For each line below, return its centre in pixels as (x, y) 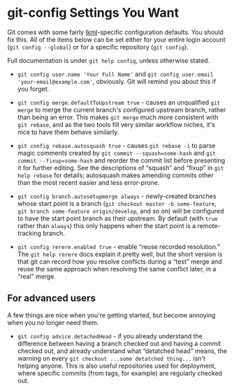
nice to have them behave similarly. (68, 132)
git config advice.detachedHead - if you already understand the (110, 336)
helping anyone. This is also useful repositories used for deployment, (117, 366)
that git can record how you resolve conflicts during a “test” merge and (119, 261)
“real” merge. (36, 276)
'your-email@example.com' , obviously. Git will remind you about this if (117, 81)
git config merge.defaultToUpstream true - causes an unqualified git (119, 102)
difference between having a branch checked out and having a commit (119, 343)
